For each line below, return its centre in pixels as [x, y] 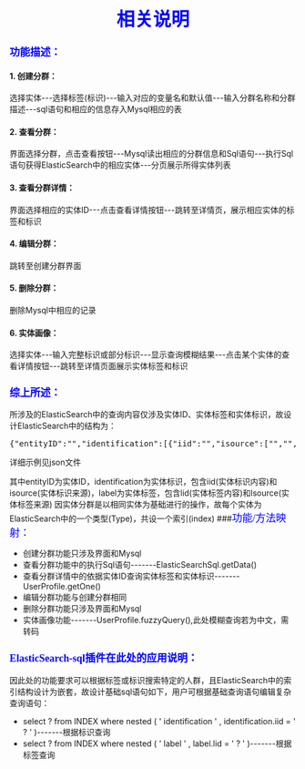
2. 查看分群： [34, 131]
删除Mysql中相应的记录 [53, 310]
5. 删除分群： [34, 288]
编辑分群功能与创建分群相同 [75, 598]
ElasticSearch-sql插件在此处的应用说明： [104, 659]
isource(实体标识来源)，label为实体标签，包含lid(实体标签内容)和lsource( [146, 493]
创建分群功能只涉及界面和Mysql [82, 554]
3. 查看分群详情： [42, 188]
